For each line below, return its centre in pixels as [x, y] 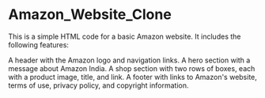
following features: [39, 44]
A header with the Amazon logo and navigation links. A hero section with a [129, 60]
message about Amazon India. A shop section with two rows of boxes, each [132, 68]
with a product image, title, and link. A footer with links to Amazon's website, [132, 77]
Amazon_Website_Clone [90, 15]
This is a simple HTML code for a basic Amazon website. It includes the [125, 36]
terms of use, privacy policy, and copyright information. [98, 85]
